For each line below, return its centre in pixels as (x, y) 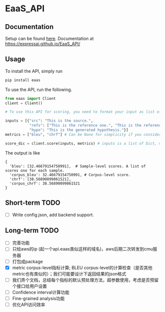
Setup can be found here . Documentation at (50, 38)
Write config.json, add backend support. (53, 215)
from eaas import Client (30, 98)
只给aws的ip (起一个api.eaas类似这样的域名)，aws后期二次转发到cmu (82, 249)
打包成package (27, 261)
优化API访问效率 (29, 304)
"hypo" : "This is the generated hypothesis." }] (79, 130)
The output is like (23, 153)
